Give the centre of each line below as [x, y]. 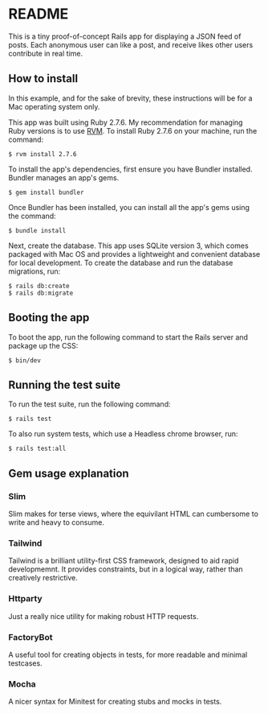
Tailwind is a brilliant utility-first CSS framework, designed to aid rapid [124, 561]
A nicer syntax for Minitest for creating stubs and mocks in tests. [115, 702]
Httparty [25, 599]
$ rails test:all [37, 449]
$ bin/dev [25, 360]
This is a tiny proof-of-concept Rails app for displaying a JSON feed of [125, 36]
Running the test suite [65, 384]
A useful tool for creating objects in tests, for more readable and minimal [128, 654]
